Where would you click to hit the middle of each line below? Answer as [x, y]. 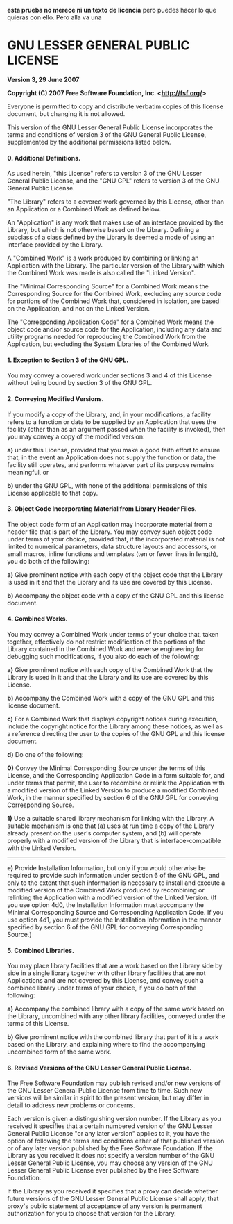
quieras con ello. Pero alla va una [54, 17]
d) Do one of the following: [45, 754]
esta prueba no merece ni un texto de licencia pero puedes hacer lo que [112, 10]
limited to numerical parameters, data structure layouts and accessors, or [112, 546]
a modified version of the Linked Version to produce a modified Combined [113, 790]
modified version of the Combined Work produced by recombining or [106, 890]
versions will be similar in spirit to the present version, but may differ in [108, 1098]
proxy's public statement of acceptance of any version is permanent [105, 1206]
